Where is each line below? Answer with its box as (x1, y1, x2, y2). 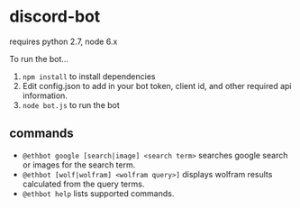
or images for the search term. (22, 159, 136, 170)
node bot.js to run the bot (22, 99, 120, 110)
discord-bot (9, 6, 101, 27)
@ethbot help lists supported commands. (22, 187, 175, 199)
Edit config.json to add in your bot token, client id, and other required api (22, 80, 292, 91)
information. (22, 90, 68, 101)
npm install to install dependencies (22, 70, 156, 82)
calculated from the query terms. (22, 178, 145, 189)
